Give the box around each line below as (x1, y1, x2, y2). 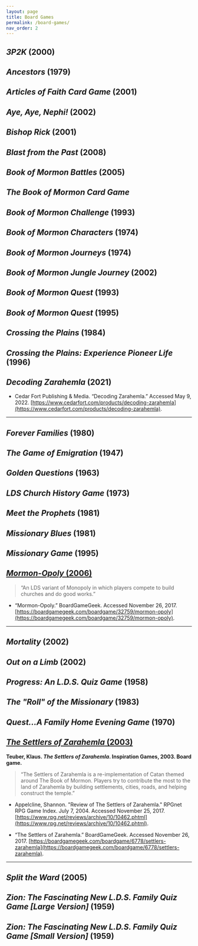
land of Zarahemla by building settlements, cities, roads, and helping (20, 783, 187, 790)
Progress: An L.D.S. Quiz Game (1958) (6, 677, 148, 688)
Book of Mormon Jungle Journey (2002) (6, 267, 157, 277)
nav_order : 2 (6, 25, 38, 31)
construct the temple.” (20, 789, 75, 797)
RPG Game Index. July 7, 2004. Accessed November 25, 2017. (14, 807, 165, 814)
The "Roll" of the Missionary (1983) (6, 697, 140, 707)
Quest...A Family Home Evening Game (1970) (6, 717, 176, 727)
